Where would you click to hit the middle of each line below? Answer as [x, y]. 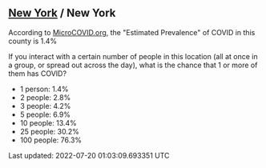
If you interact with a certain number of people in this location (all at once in [133, 56]
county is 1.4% [33, 41]
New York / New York [62, 13]
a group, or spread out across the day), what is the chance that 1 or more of [133, 65]
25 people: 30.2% [50, 131]
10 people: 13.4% [48, 122]
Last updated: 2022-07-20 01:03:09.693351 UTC [89, 155]
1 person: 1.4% [44, 89]
